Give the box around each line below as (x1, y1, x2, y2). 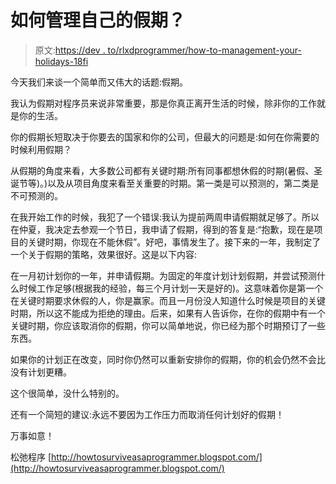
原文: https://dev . (34, 44, 106, 56)
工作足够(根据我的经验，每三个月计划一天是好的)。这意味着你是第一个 (36, 282, 324, 294)
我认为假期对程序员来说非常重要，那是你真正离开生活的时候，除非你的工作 (10, 97, 317, 109)
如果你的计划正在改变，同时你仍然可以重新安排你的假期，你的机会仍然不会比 (10, 353, 326, 365)
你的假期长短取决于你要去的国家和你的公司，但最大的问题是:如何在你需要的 (10, 131, 320, 143)
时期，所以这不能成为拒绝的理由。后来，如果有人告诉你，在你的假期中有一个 (10, 307, 326, 319)
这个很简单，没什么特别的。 (10, 387, 125, 399)
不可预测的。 (10, 189, 63, 201)
